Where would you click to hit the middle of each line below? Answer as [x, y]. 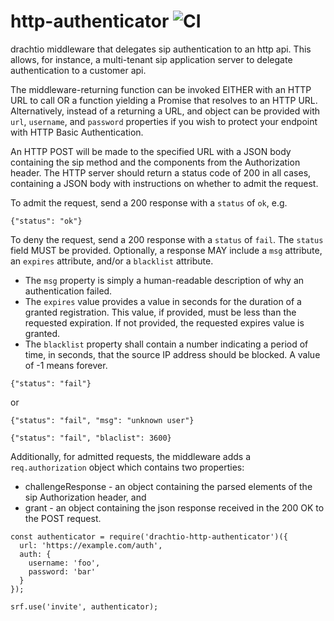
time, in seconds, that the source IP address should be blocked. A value [172, 354]
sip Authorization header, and [85, 497]
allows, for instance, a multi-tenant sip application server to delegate [151, 59]
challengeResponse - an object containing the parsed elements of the [168, 486]
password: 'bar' [62, 571]
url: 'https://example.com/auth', [91, 545]
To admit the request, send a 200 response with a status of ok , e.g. [149, 202]
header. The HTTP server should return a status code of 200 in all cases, [161, 172]
